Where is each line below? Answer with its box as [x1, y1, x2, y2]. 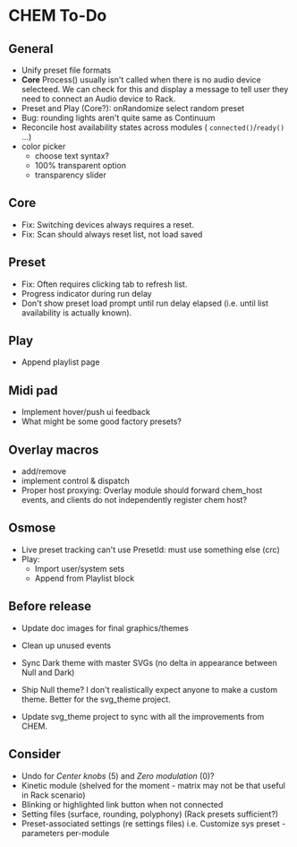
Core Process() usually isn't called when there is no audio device [21, 74, 261, 85]
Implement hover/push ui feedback [21, 407, 151, 418]
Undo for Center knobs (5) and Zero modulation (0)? [21, 770, 216, 781]
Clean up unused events [21, 640, 112, 651]
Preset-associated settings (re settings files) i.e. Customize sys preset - [21, 817, 286, 829]
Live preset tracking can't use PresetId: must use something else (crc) [21, 544, 280, 555]
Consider [8, 747, 62, 762]
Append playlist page [21, 357, 100, 367]
